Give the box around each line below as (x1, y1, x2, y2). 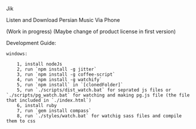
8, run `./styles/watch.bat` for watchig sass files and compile (17, 113, 182, 119)
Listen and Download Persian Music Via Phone (6, 17, 121, 23)
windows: (6, 51, 28, 57)
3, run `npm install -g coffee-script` (17, 72, 116, 78)
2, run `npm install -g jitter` (17, 66, 97, 72)
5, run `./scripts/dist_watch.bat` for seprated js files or (17, 87, 171, 93)
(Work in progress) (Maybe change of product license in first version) (6, 28, 176, 35)
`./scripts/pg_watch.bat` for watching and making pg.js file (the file (6, 92, 190, 98)
